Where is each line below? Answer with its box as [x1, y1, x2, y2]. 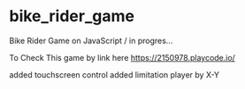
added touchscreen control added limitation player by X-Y [9, 69, 219, 80]
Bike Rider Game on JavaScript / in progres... [9, 35, 173, 46]
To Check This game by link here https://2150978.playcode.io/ [9, 52, 236, 63]
